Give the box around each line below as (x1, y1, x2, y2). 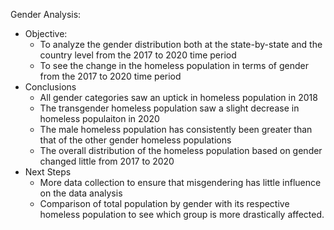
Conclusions (24, 81, 77, 93)
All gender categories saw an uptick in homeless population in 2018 (39, 92, 318, 103)
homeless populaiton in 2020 (39, 113, 160, 124)
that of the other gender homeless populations (39, 134, 232, 146)
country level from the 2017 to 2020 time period (39, 49, 237, 61)
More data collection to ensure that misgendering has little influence (39, 177, 322, 188)
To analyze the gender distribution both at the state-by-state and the (39, 39, 323, 50)
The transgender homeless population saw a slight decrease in (39, 102, 300, 114)
